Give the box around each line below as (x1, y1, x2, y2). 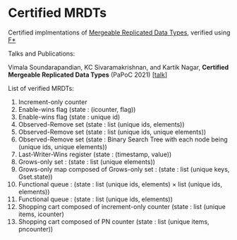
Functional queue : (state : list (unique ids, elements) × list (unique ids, (18, 179, 223, 188)
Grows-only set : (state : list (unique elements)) (18, 157, 156, 166)
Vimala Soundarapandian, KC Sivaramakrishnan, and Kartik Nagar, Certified (8, 63, 229, 71)
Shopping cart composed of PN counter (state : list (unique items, (18, 217, 210, 226)
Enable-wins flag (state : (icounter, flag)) (18, 105, 136, 113)
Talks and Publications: (8, 49, 75, 58)
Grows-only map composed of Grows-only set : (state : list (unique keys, (18, 165, 230, 173)
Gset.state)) (18, 172, 53, 181)
